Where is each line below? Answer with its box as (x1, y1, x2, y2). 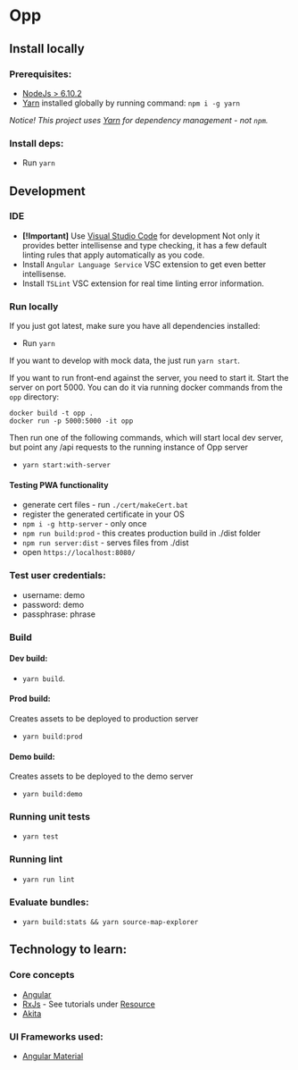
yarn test (21, 832, 60, 841)
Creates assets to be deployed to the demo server (9, 771, 194, 782)
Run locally (9, 300, 59, 313)
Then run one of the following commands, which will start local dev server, (9, 433, 284, 443)
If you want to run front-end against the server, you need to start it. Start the (9, 373, 289, 383)
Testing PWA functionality (9, 479, 109, 490)
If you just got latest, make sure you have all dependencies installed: (9, 321, 261, 332)
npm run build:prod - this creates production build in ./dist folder (21, 528, 261, 539)
